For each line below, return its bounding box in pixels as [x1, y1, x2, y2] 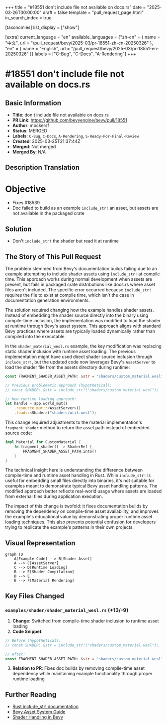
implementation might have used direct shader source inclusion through [5, 354, 153, 360]
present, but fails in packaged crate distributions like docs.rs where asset [5, 281, 156, 287]
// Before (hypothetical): [5, 638, 61, 643]
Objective [5, 183, 46, 195]
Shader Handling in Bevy [12, 714, 63, 720]
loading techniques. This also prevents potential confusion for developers [5, 519, 156, 525]
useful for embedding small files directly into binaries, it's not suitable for [5, 478, 155, 483]
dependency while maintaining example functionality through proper [12, 671, 153, 677]
